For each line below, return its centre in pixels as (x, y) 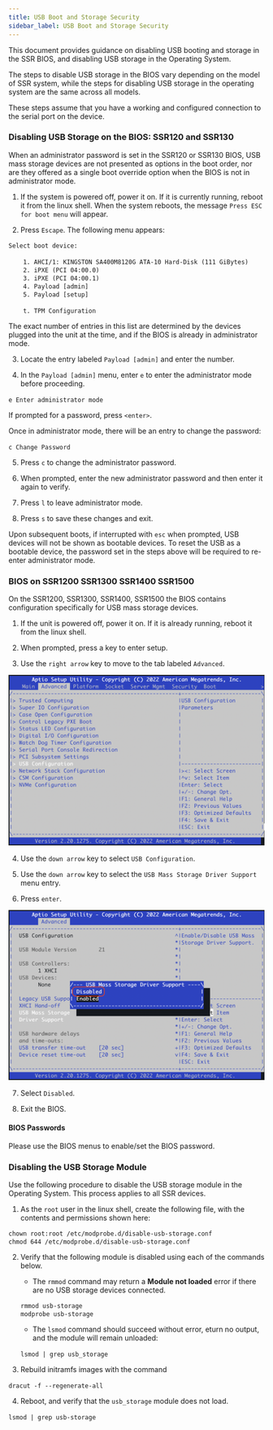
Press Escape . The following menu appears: (92, 230)
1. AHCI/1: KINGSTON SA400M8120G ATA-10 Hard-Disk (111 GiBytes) (136, 262)
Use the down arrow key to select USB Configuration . (108, 858)
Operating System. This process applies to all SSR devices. (107, 1193)
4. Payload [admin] (56, 286)
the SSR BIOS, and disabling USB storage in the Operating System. (120, 59)
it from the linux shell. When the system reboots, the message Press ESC (141, 205)
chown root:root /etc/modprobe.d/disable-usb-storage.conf (110, 1234)
